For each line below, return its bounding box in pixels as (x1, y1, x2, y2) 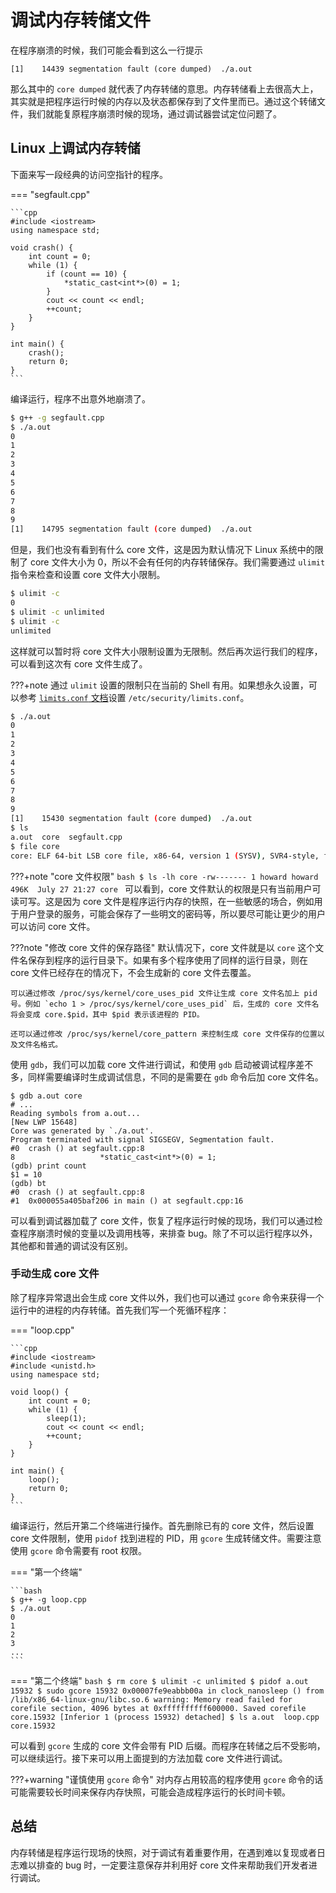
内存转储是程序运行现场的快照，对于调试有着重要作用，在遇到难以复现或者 (10, 1846, 317, 1858)
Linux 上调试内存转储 (10, 140, 141, 157)
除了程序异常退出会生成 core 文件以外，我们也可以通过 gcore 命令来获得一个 (10, 1291, 325, 1303)
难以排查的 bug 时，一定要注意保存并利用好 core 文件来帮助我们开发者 (18, 1859, 309, 1871)
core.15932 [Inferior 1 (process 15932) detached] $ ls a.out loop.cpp (10, 1712, 320, 1722)
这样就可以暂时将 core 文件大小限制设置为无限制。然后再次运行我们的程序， (10, 645, 323, 657)
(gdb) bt (10, 1178, 47, 1188)
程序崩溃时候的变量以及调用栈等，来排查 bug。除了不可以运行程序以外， (18, 1227, 318, 1239)
